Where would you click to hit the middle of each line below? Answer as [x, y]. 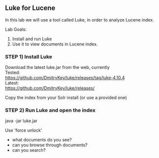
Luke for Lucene [30, 8]
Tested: [13, 72]
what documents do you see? [42, 140]
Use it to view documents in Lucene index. [55, 44]
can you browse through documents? [50, 145]
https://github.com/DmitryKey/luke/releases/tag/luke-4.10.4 [65, 78]
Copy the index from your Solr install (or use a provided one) [66, 98]
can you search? [29, 150]
